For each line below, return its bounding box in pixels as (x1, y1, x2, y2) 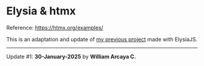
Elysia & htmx (6, 4, 76, 18)
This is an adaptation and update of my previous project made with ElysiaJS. (6, 35, 198, 43)
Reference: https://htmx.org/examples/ (6, 24, 104, 31)
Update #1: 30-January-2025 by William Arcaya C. (6, 53, 137, 60)
